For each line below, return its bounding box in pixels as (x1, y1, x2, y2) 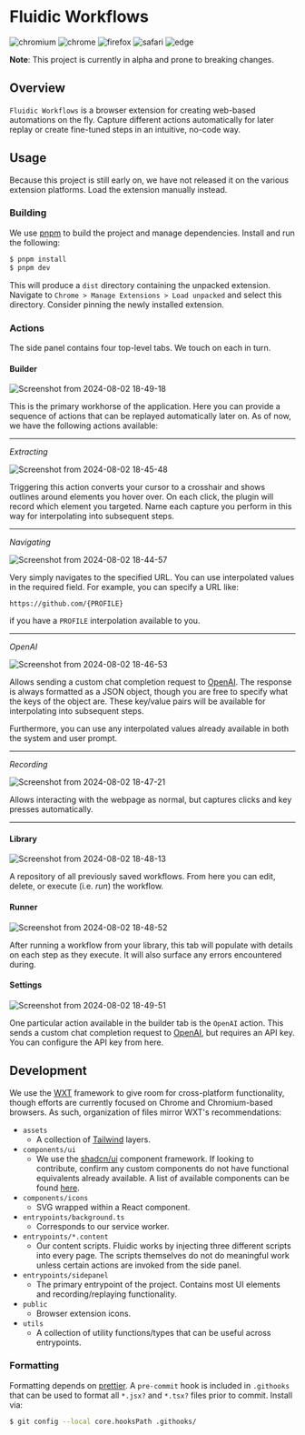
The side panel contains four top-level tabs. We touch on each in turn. (9, 342, 271, 353)
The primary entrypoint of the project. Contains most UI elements (35, 1279, 281, 1289)
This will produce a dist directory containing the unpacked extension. (9, 279, 271, 290)
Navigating (9, 537, 52, 547)
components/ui (22, 1145, 76, 1154)
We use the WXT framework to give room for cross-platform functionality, (9, 1087, 285, 1098)
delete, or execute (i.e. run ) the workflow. (9, 880, 164, 892)
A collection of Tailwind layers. (35, 1134, 152, 1145)
